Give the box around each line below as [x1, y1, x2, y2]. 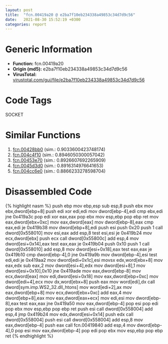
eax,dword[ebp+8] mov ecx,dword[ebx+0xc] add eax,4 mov [5, 289, 132, 296]
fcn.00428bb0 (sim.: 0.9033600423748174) [12, 146, 106, 153]
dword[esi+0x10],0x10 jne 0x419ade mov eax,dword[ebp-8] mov [5, 268, 142, 274]
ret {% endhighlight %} [5, 333, 53, 339]
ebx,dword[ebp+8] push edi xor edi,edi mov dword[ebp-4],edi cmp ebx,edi [5, 208, 163, 214]
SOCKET [5, 112, 24, 118]
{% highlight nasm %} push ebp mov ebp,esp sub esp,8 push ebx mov [5, 203, 154, 209]
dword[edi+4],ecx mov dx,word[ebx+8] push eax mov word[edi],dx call [5, 279, 155, 285]
